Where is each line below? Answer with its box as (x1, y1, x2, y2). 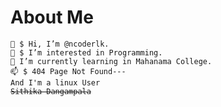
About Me (10, 6, 94, 29)
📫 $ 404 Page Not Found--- (10, 66, 127, 76)
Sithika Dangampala (10, 86, 92, 96)
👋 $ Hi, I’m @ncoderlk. (10, 39, 110, 49)
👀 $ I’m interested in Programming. (10, 47, 163, 58)
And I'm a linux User (10, 77, 101, 88)
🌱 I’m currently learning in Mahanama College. (10, 56, 213, 66)
